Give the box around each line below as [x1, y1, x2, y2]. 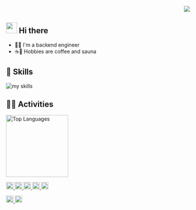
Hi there [18, 26, 48, 36]
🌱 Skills [6, 67, 33, 77]
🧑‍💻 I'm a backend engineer [14, 41, 80, 48]
